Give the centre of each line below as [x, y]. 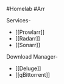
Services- [19, 20]
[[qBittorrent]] [33, 75]
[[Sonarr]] [28, 45]
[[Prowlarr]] [30, 32]
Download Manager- [32, 57]
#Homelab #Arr [26, 9]
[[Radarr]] [28, 38]
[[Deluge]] [28, 68]
